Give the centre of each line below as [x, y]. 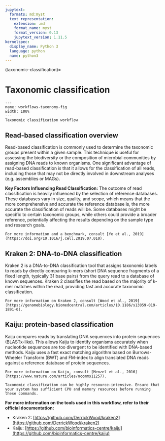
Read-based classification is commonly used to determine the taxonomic [79, 147]
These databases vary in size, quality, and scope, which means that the [78, 199]
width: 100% [17, 112]
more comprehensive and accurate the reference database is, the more [78, 204]
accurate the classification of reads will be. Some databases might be [76, 209]
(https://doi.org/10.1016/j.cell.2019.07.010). [55, 239]
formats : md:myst [27, 14]
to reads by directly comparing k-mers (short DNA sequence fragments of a [82, 270]
